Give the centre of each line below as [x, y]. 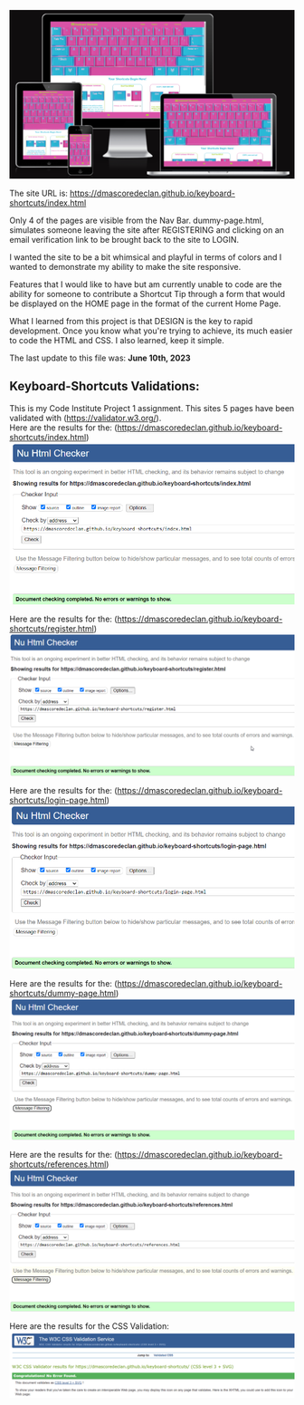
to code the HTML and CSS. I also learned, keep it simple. [117, 340]
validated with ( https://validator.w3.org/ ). [85, 418]
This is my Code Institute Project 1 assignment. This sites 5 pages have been [152, 408]
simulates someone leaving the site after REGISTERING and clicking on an [147, 230]
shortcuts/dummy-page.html [62, 994]
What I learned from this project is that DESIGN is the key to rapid [131, 321]
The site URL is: [38, 193]
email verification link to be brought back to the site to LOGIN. [124, 239]
